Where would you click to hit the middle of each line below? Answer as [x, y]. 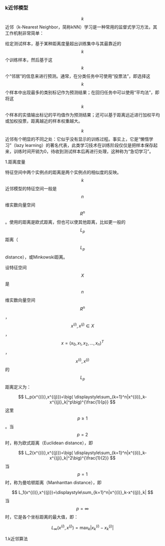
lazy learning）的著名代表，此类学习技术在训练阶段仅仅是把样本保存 [84, 145]
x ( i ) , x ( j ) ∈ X [82, 325]
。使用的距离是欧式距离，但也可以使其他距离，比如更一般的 [65, 222]
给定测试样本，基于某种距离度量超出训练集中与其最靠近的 [63, 44]
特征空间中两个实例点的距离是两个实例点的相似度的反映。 [63, 172]
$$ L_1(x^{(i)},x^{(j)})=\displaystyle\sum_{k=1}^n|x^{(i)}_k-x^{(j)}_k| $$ [82, 492]
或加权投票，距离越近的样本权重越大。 [44, 121]
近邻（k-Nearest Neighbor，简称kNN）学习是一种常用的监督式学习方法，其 [81, 27]
